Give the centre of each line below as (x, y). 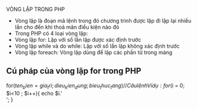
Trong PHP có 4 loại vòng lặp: (51, 33)
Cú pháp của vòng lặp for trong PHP (74, 71)
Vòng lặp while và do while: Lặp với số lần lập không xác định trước (97, 46)
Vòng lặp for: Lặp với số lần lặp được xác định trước (78, 40)
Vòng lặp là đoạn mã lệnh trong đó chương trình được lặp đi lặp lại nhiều (103, 21)
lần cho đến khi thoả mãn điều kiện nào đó (67, 27)
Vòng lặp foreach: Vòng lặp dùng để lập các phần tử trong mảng (93, 52)
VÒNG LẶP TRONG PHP (36, 9)
